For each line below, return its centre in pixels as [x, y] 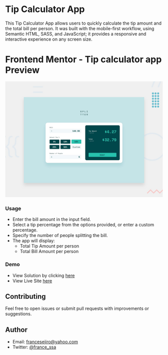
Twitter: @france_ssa [34, 347]
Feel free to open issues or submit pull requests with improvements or [77, 309]
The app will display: [33, 241]
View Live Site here [32, 281]
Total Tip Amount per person [49, 246]
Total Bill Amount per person [49, 252]
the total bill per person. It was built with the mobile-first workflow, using [80, 28]
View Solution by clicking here [43, 275]
